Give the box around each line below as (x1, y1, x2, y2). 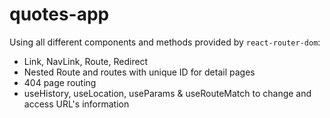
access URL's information (23, 98, 130, 110)
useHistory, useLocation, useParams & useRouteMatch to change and (23, 87, 312, 99)
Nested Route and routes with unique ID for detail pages (23, 66, 256, 78)
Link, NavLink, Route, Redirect (23, 55, 149, 67)
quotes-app (9, 3, 110, 26)
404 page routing (23, 76, 97, 88)
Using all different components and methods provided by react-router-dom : (9, 36, 321, 48)
